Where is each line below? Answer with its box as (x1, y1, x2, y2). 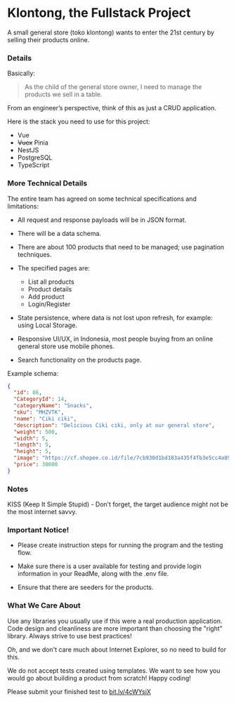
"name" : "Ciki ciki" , (13, 415, 77, 422)
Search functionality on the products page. (17, 355, 142, 364)
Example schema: (7, 369, 59, 377)
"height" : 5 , (13, 448, 52, 455)
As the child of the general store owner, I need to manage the (24, 83, 202, 91)
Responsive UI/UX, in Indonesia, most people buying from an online (17, 334, 214, 343)
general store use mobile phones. (17, 342, 114, 350)
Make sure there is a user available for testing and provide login (17, 562, 202, 570)
